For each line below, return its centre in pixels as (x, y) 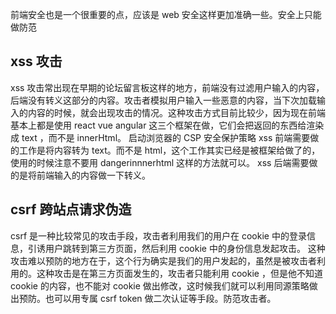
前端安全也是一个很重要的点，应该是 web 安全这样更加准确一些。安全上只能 (166, 14)
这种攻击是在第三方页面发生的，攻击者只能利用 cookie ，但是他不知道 (179, 273)
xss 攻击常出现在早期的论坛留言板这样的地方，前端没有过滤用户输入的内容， (167, 87)
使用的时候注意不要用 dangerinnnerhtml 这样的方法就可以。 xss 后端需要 (160, 162)
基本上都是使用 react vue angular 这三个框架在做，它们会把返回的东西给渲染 (167, 125)
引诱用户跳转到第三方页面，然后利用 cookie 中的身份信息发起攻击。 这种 (176, 248)
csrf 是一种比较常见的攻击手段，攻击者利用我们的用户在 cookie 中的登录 (158, 235)
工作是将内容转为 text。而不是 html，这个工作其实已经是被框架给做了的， (169, 150)
